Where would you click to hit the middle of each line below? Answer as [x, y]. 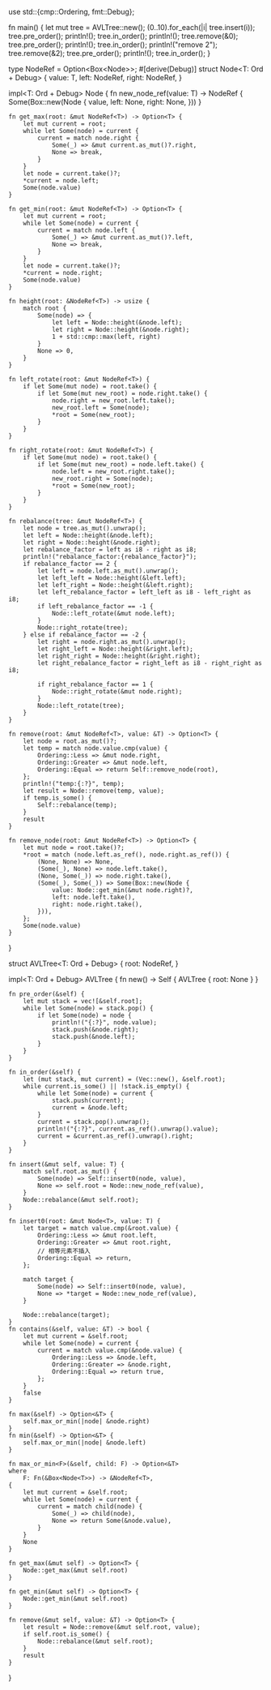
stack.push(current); [88, 1100]
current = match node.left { [87, 230]
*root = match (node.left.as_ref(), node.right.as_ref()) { [126, 855]
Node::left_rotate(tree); [81, 706]
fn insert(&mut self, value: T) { [67, 1165]
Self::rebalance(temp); [77, 805]
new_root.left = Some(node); [101, 408]
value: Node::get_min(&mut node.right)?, [123, 890]
